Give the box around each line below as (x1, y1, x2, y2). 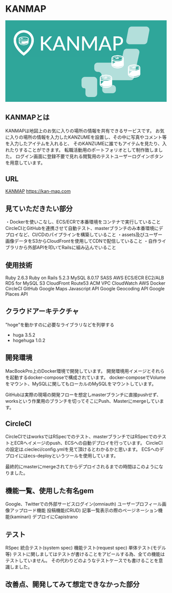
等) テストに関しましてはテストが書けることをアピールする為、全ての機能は (5, 551, 165, 557)
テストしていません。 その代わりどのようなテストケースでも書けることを (5, 558, 159, 564)
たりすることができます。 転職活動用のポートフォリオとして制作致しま (9, 147, 159, 153)
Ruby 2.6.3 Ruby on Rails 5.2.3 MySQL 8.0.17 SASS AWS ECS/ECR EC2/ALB (5, 275, 164, 281)
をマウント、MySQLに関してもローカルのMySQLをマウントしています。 (5, 380, 157, 386)
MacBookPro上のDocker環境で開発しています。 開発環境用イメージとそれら (5, 368, 165, 374)
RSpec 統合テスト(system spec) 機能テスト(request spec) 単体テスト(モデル (5, 545, 166, 551)
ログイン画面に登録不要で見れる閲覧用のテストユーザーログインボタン (15, 153, 164, 159)
